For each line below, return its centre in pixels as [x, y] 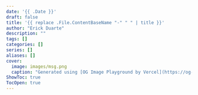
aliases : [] [21, 55]
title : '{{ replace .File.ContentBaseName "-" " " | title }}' [85, 22]
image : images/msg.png [39, 66]
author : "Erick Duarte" [35, 28]
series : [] [19, 50]
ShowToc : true [24, 77]
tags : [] [17, 39]
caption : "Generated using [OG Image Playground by [76, 72]
